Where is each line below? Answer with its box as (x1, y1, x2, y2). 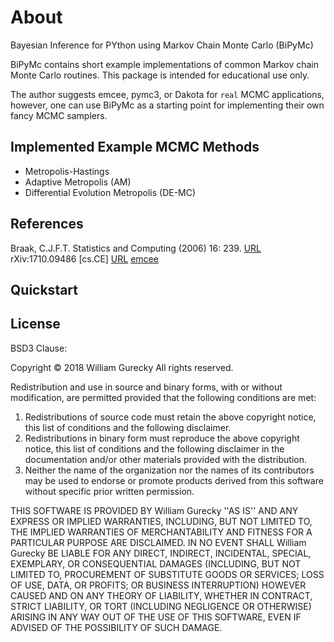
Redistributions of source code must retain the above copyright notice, (24, 411, 317, 423)
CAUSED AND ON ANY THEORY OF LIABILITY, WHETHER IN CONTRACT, (10, 589, 313, 601)
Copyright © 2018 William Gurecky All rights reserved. (10, 361, 234, 373)
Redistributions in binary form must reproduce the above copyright (24, 432, 300, 444)
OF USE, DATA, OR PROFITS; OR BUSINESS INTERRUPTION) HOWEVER (10, 579, 307, 591)
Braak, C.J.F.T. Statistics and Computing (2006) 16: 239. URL (10, 242, 262, 254)
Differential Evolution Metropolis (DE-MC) (24, 186, 197, 198)
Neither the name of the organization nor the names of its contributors (24, 464, 315, 476)
